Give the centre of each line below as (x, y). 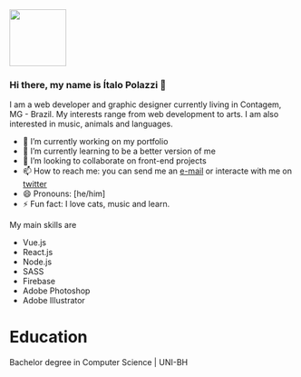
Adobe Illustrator (54, 301)
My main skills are (43, 225)
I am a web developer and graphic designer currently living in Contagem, (146, 104)
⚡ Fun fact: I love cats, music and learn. (96, 204)
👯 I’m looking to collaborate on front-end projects (114, 161)
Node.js (37, 262)
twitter (34, 184)
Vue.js (34, 243)
